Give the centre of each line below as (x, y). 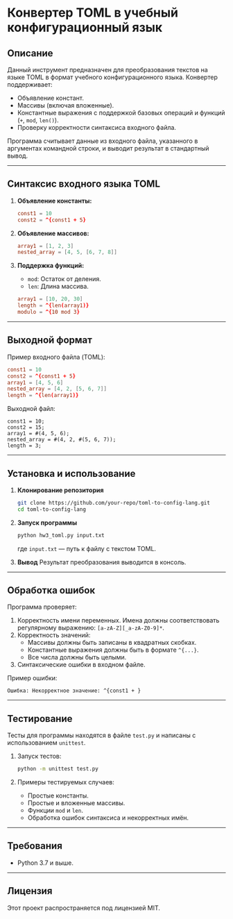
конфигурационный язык (85, 27)
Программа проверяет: (42, 607)
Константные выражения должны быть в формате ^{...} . (113, 650)
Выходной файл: (31, 409)
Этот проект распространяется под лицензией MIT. (84, 908)
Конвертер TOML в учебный (93, 13)
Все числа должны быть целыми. (77, 657)
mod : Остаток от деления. (64, 279)
